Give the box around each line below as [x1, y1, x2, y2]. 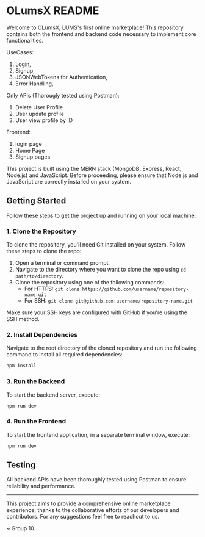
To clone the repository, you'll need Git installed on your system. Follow [6, 241, 186, 248]
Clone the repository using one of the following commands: [15, 279, 165, 286]
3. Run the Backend [6, 377, 65, 386]
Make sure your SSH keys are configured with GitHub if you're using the [6, 309, 188, 316]
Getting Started [6, 196, 67, 206]
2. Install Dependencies [6, 330, 78, 339]
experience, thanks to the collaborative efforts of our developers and [6, 506, 179, 514]
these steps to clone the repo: [6, 248, 82, 255]
